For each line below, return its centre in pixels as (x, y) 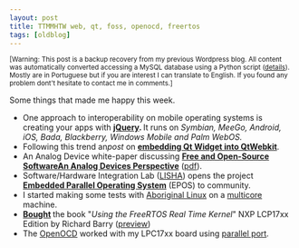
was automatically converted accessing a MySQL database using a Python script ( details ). (149, 68)
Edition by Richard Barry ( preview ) (87, 224)
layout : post (34, 18)
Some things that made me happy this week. (92, 100)
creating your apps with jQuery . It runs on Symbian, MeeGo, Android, (152, 127)
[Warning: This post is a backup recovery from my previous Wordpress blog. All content (146, 60)
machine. (40, 204)
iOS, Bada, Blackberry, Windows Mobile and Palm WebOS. (132, 137)
